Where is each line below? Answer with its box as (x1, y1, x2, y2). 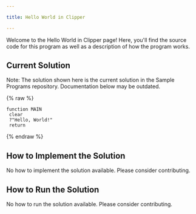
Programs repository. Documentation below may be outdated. (6, 83, 161, 90)
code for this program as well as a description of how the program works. (6, 43, 190, 50)
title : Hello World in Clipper (6, 14, 86, 20)
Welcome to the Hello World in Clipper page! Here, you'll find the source (6, 36, 187, 43)
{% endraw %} (6, 133, 44, 140)
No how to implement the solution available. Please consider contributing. (6, 167, 191, 174)
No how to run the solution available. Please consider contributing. (6, 201, 173, 208)
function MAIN (6, 106, 42, 112)
